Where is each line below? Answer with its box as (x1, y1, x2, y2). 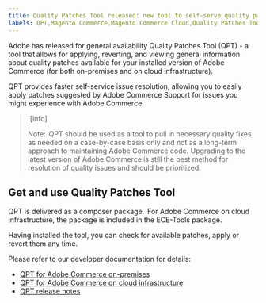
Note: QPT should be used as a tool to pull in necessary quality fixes (27, 128, 252, 139)
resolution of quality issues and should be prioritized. (27, 163, 202, 172)
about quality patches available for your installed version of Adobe (8, 57, 225, 67)
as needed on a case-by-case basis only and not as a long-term (27, 137, 237, 147)
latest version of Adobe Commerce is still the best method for (27, 154, 229, 163)
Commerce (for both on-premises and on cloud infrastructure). (8, 66, 214, 75)
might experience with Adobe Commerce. (8, 98, 145, 108)
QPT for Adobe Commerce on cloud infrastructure (19, 278, 184, 288)
